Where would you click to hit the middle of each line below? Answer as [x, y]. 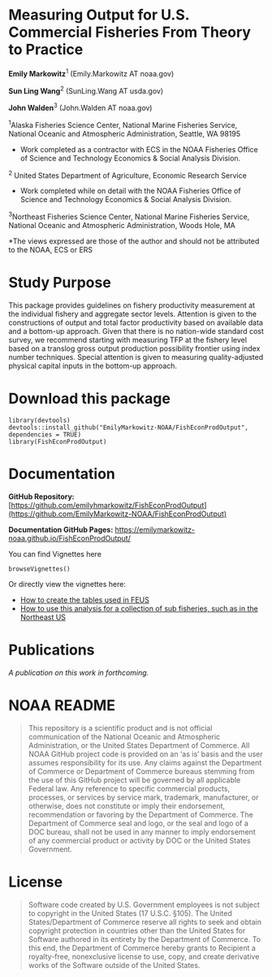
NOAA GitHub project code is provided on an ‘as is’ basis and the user [145, 754]
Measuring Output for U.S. [99, 15]
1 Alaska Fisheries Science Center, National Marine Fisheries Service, [123, 124]
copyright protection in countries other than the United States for [137, 931]
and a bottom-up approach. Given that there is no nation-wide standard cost [136, 331]
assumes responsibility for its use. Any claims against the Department [145, 762]
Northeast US [43, 617]
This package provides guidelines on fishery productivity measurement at [132, 305]
